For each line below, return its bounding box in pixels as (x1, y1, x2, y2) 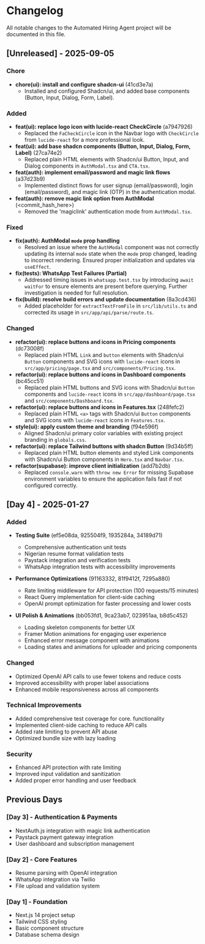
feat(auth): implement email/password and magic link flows (15, 168, 171, 176)
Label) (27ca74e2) (15, 149, 62, 157)
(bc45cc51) (15, 377, 44, 384)
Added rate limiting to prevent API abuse (15, 728, 117, 735)
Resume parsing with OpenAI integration (15, 869, 117, 876)
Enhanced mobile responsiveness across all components (15, 686, 159, 693)
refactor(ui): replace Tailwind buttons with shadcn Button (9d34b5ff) (15, 443, 194, 450)
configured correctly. (24, 481, 78, 489)
